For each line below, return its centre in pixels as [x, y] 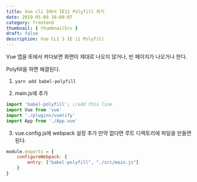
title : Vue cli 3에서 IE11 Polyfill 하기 [55, 12]
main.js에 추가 [31, 93]
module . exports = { [30, 151]
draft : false [22, 34]
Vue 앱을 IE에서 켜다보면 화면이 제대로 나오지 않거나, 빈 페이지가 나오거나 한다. [97, 56]
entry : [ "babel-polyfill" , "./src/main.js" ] [83, 162]
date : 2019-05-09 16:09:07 [39, 17]
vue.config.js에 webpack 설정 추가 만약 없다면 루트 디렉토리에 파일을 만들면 [103, 133]
